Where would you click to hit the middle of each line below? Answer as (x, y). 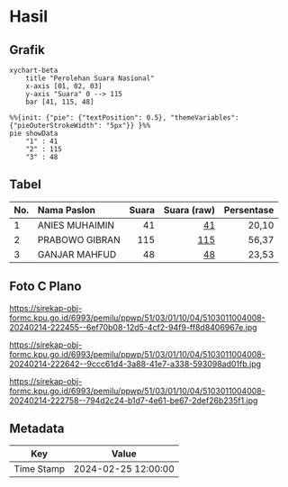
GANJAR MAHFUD (77, 254)
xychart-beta (34, 70)
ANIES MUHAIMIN (76, 225)
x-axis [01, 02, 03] (64, 86)
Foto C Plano (45, 287)
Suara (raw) (189, 210)
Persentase (249, 210)
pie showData (34, 133)
